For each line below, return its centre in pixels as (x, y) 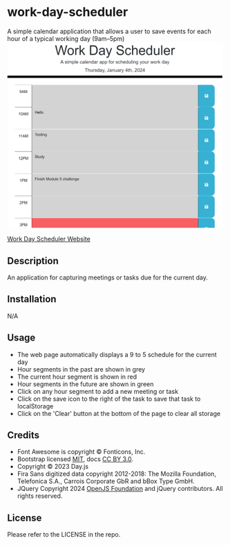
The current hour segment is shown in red (77, 377)
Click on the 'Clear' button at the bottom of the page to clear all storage (119, 413)
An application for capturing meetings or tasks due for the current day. (108, 277)
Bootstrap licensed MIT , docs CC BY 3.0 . (75, 459)
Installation (32, 299)
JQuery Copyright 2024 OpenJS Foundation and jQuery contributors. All (120, 489)
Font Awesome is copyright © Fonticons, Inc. (81, 452)
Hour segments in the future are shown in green (85, 384)
